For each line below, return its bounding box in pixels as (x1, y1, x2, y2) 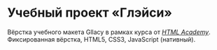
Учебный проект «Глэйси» (7, 5, 173, 21)
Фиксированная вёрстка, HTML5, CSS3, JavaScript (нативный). (7, 35, 196, 43)
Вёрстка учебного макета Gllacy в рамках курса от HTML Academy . (7, 28, 211, 36)
